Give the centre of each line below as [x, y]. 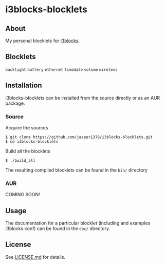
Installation [24, 86]
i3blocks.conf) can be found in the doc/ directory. [58, 229]
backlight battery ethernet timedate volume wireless [62, 70]
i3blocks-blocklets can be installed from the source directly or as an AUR [83, 98]
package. [15, 103]
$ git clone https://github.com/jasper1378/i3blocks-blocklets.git [79, 137]
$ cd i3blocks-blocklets [32, 141]
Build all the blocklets [28, 151]
